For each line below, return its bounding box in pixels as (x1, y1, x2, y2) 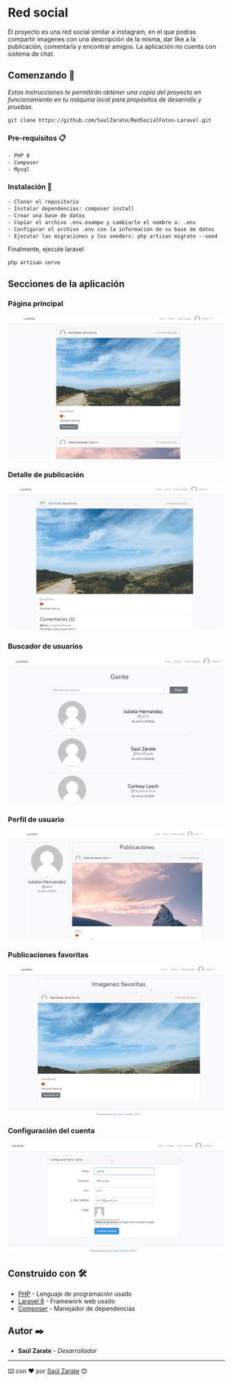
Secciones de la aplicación (8, 278, 125, 290)
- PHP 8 (8, 152, 30, 159)
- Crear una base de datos (8, 212, 85, 219)
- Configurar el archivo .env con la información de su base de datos (8, 226, 215, 233)
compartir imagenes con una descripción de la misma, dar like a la (8, 34, 196, 43)
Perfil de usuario (8, 814, 65, 824)
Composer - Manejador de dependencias (17, 1304, 136, 1312)
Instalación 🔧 (8, 181, 52, 191)
